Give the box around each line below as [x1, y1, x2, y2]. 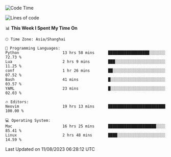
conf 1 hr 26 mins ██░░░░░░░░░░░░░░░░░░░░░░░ [5, 68, 166, 73]
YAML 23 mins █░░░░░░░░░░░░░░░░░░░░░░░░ [5, 86, 166, 91]
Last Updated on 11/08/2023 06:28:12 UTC [5, 146, 95, 152]
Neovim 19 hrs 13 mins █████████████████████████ [5, 104, 166, 109]
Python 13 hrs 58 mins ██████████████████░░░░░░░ [5, 50, 166, 55]
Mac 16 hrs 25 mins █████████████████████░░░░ [5, 124, 166, 129]
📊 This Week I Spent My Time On [5, 25, 78, 31]
